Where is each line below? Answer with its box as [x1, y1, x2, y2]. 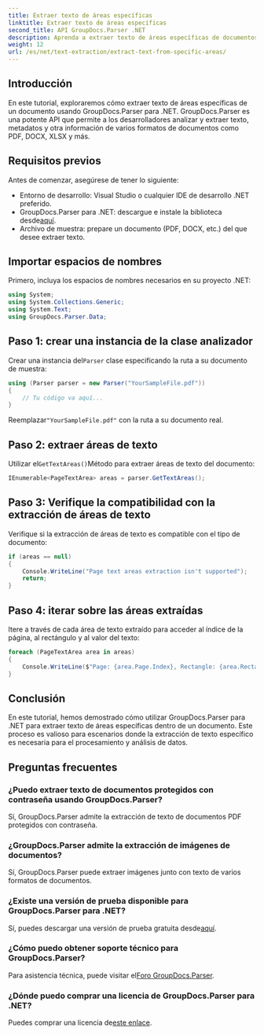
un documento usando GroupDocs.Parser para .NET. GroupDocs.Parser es [8, 106, 250, 116]
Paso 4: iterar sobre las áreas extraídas [8, 603, 203, 617]
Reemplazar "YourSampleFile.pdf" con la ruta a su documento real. [8, 415, 224, 425]
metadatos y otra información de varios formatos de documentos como [8, 123, 240, 132]
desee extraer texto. [19, 232, 86, 241]
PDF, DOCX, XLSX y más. [8, 131, 90, 141]
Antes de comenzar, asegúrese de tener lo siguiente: [8, 175, 179, 185]
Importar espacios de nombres [8, 255, 163, 268]
